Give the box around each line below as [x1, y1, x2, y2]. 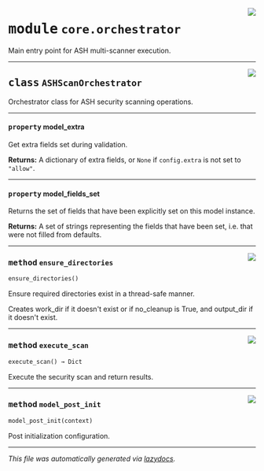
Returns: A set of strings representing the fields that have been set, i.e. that [8, 221, 253, 232]
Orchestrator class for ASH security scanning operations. [8, 97, 194, 106]
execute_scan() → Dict [8, 358, 82, 365]
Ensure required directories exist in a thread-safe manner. [8, 289, 195, 299]
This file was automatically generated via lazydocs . [8, 454, 176, 463]
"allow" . [8, 163, 35, 172]
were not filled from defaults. [8, 230, 102, 239]
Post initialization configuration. [8, 431, 110, 440]
